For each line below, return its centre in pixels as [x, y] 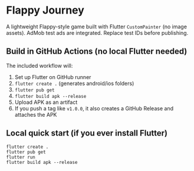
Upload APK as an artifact [46, 102]
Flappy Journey [45, 10]
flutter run [21, 157]
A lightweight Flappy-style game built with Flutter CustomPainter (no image [97, 27]
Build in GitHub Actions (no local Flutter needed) [97, 52]
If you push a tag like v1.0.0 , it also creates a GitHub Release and [94, 108]
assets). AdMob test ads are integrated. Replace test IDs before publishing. [97, 32]
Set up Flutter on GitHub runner [53, 77]
